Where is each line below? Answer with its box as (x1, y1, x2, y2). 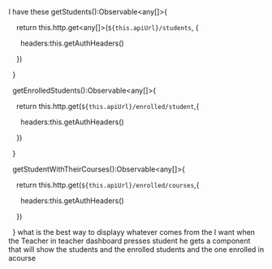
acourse (8, 254, 37, 262)
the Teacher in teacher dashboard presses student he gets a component (8, 236, 251, 245)
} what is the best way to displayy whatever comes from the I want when (11, 228, 256, 236)
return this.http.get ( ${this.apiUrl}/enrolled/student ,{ (15, 102, 200, 111)
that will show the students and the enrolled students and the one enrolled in (8, 245, 265, 254)
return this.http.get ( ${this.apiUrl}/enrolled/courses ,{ (15, 180, 200, 189)
